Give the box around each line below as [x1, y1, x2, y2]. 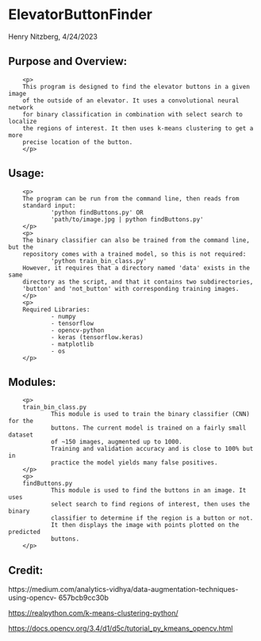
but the [8, 243, 34, 251]
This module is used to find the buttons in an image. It [50, 486, 247, 494]
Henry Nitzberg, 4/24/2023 [8, 32, 98, 41]
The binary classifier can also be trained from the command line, [22, 236, 250, 244]
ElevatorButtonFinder [8, 6, 153, 24]
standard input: [22, 201, 77, 209]
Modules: [8, 375, 56, 389]
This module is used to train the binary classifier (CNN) [50, 410, 250, 418]
